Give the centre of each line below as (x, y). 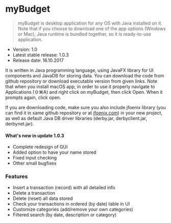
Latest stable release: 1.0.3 (41, 55)
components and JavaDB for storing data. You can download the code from (85, 75)
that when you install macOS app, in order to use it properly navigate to (80, 86)
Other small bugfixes (34, 163)
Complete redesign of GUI (40, 147)
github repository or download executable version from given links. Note (81, 81)
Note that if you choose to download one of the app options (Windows (92, 28)
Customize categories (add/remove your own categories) (73, 209)
